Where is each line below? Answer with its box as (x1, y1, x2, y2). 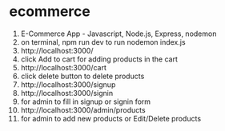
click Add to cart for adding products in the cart (20, 54, 179, 64)
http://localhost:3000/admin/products (20, 105, 147, 114)
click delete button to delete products (20, 71, 145, 81)
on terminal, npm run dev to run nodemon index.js (20, 37, 187, 46)
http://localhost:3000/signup (20, 79, 116, 89)
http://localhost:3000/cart (20, 62, 107, 72)
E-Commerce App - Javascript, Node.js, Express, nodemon (20, 29, 217, 38)
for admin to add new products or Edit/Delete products (20, 113, 202, 123)
